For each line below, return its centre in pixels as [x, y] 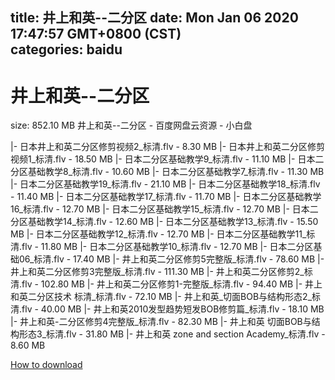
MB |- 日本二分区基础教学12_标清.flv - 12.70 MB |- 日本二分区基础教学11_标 [163, 234]
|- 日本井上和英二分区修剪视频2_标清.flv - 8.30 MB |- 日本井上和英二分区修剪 [168, 147]
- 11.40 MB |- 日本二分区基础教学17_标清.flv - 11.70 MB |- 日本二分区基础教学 [166, 197]
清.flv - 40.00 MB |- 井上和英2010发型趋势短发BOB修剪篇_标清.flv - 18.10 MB [167, 309]
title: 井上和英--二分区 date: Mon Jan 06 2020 [154, 18]
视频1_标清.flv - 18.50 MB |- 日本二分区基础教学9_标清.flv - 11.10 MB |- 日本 [163, 159]
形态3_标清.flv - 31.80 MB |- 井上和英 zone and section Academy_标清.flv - [172, 334]
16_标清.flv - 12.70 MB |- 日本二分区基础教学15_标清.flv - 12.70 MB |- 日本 [160, 209]
